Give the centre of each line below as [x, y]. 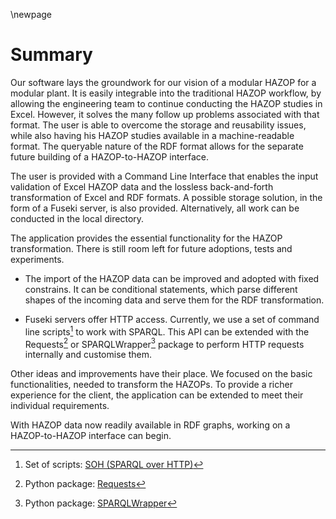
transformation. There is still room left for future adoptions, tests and [151, 248]
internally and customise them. [88, 355]
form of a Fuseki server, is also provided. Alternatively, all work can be [155, 208]
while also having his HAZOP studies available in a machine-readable [152, 135]
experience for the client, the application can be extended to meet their [157, 395]
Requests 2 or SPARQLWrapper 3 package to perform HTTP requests [164, 343]
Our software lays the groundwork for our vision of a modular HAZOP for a [163, 82]
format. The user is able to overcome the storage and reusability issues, [158, 125]
